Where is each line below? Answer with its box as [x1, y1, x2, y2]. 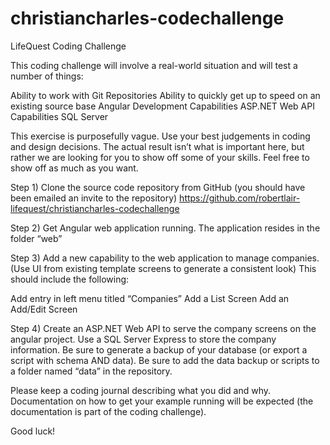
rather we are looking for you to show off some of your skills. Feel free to [10, 151, 310, 163]
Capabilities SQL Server [10, 110, 109, 122]
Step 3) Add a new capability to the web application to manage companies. [10, 252, 320, 264]
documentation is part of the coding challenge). [10, 405, 207, 417]
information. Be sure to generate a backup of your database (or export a [10, 343, 308, 356]
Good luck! [10, 425, 56, 437]
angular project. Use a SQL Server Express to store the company [10, 333, 277, 345]
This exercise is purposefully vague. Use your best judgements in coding [10, 130, 311, 142]
